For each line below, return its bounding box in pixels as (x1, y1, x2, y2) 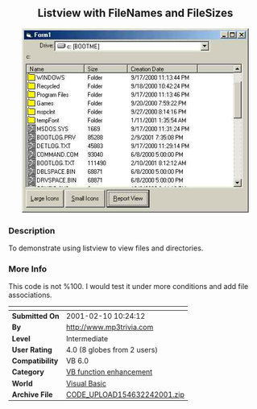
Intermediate (65, 333, 109, 343)
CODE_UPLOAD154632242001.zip (65, 390, 185, 399)
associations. (8, 290, 52, 300)
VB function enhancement (65, 367, 153, 377)
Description (8, 225, 56, 236)
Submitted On (11, 312, 60, 321)
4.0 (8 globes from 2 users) (65, 345, 159, 354)
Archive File (11, 390, 53, 399)
